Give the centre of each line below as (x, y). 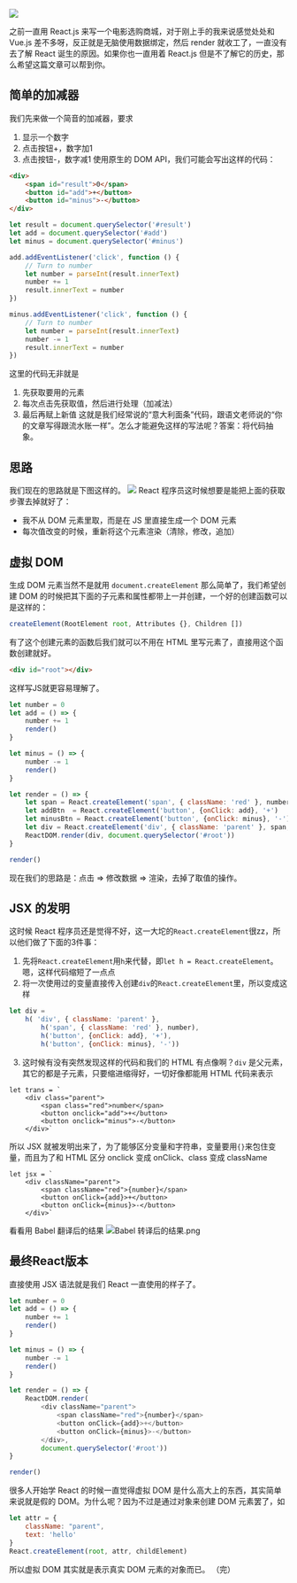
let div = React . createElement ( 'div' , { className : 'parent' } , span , (158, 827)
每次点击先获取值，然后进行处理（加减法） (99, 404)
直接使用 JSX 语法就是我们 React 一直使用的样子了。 (105, 1284)
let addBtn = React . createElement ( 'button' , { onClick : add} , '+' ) (152, 811)
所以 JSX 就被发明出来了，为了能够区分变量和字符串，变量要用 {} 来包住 (139, 1146)
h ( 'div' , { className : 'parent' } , (93, 1020)
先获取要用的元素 (53, 392)
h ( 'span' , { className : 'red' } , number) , (120, 1028)
